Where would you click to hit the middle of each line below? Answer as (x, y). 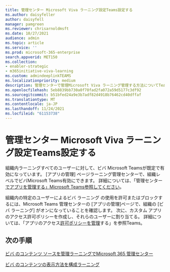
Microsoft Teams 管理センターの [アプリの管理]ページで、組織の (90, 204)
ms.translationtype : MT (30, 99)
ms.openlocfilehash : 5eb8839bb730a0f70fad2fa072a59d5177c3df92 (73, 90)
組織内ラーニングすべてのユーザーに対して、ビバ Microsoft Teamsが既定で (83, 168)
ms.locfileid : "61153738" (32, 114)
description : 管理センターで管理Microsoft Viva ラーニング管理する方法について (82, 85)
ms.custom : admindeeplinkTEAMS (38, 76)
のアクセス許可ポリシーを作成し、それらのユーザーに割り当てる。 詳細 (79, 216)
